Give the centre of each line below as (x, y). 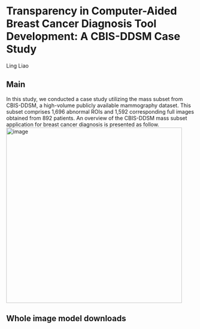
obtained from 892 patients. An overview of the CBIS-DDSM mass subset (97, 118)
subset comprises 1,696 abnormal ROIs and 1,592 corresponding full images (100, 111)
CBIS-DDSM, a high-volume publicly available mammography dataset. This (99, 105)
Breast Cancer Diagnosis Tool (81, 24)
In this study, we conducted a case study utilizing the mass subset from (95, 99)
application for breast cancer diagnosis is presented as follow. (83, 124)
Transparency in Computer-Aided (92, 11)
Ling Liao (17, 66)
